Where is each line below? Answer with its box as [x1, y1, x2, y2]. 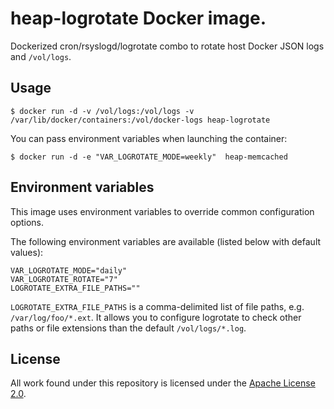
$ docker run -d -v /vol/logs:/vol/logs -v [10, 106, 195, 116]
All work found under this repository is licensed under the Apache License [10, 377, 316, 389]
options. [10, 216, 45, 228]
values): [10, 246, 44, 258]
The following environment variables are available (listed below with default [10, 235, 322, 247]
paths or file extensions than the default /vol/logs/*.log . [10, 322, 247, 334]
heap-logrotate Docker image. [10, 7, 267, 30]
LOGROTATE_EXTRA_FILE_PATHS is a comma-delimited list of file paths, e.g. [10, 300, 305, 312]
